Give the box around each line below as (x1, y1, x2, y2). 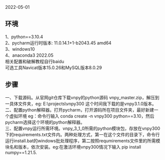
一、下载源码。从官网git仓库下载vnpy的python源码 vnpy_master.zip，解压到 (5, 94, 160, 100)
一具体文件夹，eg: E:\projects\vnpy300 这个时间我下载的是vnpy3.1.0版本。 (5, 101, 157, 107)
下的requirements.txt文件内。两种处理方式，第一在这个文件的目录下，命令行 (5, 131, 160, 137)
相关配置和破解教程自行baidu (5, 58, 64, 64)
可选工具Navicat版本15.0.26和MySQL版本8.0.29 (5, 64, 102, 71)
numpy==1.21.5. (5, 149, 37, 155)
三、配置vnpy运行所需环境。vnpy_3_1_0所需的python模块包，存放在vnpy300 (5, 125, 161, 131)
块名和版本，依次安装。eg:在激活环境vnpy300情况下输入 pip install (5, 144, 142, 150)
